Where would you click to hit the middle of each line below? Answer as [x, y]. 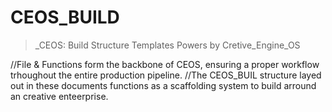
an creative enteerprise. [59, 96]
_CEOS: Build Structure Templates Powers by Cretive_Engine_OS [167, 45]
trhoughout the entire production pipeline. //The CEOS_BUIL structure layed [166, 75]
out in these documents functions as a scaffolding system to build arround [163, 85]
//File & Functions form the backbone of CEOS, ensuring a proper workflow [165, 64]
